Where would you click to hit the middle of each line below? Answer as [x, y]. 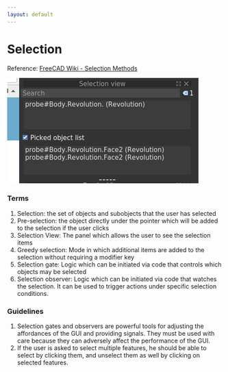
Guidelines [25, 311]
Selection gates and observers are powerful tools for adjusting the [110, 326]
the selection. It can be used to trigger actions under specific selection [117, 286]
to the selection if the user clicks [63, 228]
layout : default [30, 14]
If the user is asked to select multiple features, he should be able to [112, 348]
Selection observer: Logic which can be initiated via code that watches [117, 279]
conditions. [33, 293]
